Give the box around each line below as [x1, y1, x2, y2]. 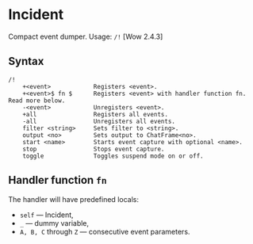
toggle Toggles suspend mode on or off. [22, 152, 204, 160]
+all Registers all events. [22, 110, 169, 118]
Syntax [8, 55, 44, 68]
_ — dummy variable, [19, 218, 90, 227]
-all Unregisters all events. [22, 117, 176, 125]
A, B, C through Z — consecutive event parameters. [19, 227, 190, 236]
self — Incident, [19, 210, 74, 219]
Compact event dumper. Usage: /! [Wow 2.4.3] [8, 32, 163, 41]
